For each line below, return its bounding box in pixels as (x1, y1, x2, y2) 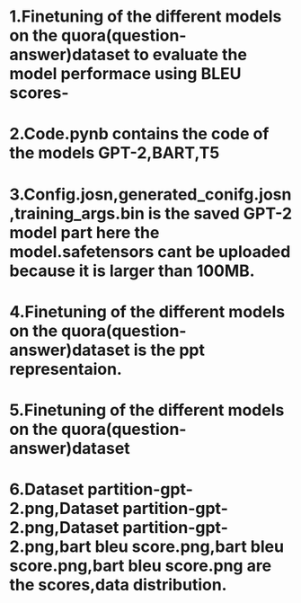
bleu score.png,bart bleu (94, 536, 285, 557)
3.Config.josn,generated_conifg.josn (9, 184, 292, 204)
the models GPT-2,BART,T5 (9, 143, 220, 164)
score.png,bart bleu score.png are (9, 555, 272, 576)
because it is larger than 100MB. (9, 261, 255, 280)
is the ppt (133, 340, 205, 360)
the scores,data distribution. (9, 575, 227, 595)
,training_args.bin (9, 203, 146, 224)
